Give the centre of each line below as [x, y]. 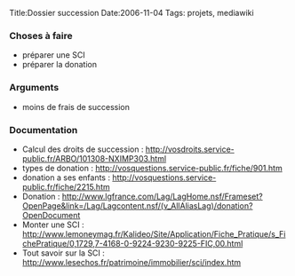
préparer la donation [60, 65]
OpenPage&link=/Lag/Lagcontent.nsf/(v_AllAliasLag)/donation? [137, 205]
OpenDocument [51, 215]
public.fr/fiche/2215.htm [66, 186]
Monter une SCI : [53, 225]
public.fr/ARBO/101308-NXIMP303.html [94, 158]
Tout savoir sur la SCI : [63, 253]
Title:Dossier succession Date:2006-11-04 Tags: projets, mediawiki [132, 13]
